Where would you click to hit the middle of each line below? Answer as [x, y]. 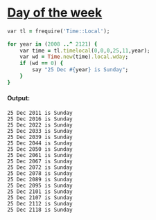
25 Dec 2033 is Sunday [40, 131]
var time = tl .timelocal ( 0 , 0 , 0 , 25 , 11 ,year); [85, 51]
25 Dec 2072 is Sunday [40, 167]
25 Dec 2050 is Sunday [40, 149]
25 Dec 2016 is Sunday [40, 119]
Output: [18, 98]
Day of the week [55, 13]
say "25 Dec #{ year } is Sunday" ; [80, 70]
